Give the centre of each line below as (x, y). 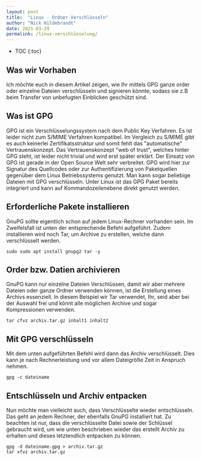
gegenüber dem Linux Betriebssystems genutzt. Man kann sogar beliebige (98, 175)
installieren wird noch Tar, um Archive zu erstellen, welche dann (85, 234)
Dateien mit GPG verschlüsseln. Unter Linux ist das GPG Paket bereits (92, 181)
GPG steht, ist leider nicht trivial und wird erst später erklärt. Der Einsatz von (100, 156)
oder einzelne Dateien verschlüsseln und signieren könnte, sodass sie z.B (97, 91)
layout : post (22, 12)
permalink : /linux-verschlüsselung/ (52, 34)
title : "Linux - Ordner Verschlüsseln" (58, 17)
